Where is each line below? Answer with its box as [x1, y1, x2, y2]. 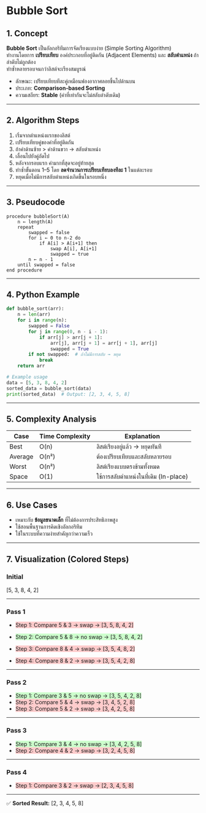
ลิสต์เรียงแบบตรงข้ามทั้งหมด [96, 462, 160, 471]
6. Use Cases [6, 500, 58, 510]
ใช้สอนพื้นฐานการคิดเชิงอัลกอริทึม [15, 523, 83, 530]
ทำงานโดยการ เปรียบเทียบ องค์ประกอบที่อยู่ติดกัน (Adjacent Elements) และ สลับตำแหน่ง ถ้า [6, 52, 199, 58]
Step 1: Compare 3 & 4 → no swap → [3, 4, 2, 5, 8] [15, 740, 142, 747]
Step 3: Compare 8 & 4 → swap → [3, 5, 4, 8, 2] [15, 645, 135, 653]
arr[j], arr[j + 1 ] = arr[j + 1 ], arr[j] [50, 340, 158, 346]
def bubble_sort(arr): [6, 305, 64, 312]
